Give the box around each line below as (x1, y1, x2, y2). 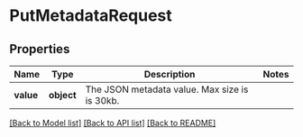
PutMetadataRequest (9, 5, 173, 26)
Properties (9, 41, 70, 57)
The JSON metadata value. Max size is (85, 83, 249, 96)
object (48, 89, 77, 101)
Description (143, 68, 196, 80)
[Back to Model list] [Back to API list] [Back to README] (9, 118, 216, 128)
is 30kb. (85, 95, 120, 106)
